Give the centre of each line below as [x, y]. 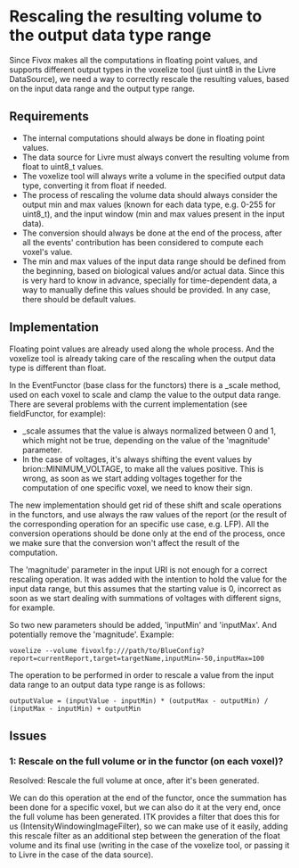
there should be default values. [79, 299]
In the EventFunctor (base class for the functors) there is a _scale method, [145, 384]
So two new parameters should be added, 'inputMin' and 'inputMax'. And [143, 624]
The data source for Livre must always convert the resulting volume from [156, 157]
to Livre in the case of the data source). [81, 855]
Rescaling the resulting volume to [136, 17]
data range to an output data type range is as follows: [107, 684]
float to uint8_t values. [63, 166]
